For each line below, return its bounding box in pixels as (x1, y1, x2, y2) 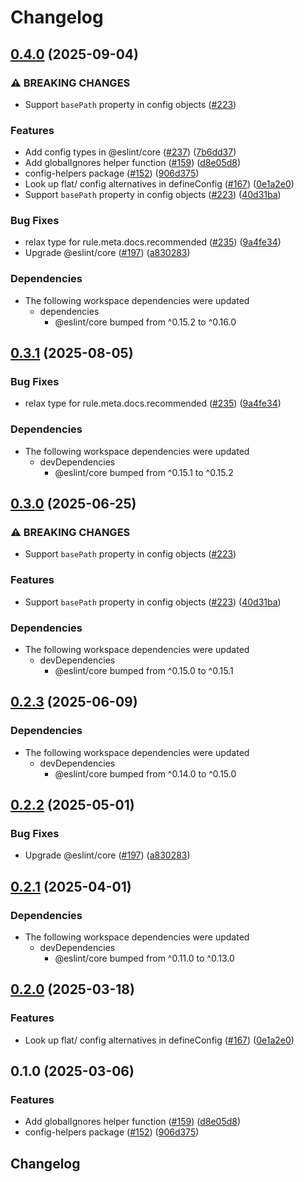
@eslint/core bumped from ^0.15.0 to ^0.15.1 (54, 665, 234, 677)
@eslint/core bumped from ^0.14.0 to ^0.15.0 (54, 767, 237, 780)
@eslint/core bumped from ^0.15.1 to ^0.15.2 (54, 466, 234, 478)
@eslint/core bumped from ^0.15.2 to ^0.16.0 (54, 316, 237, 328)
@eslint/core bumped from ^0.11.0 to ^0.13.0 (54, 952, 235, 965)
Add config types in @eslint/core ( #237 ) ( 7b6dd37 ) (24, 146, 237, 158)
